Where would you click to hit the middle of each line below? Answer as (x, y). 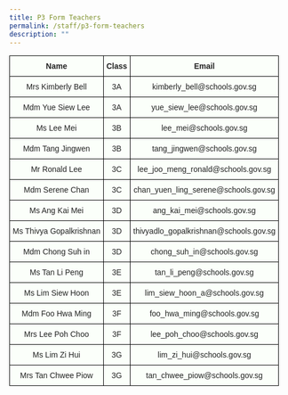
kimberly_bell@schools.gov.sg (204, 87)
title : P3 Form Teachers (55, 17)
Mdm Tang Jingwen (56, 149)
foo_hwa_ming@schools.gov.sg (204, 314)
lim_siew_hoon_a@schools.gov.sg (205, 293)
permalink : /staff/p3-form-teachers (77, 26)
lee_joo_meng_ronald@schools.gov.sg (204, 169)
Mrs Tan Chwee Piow (56, 376)
